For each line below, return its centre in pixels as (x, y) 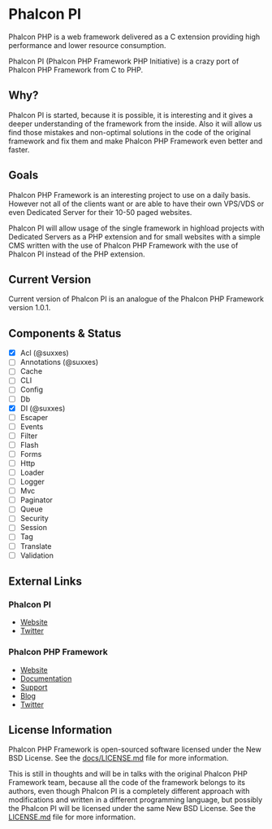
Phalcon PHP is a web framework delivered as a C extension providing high (134, 37)
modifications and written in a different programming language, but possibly (136, 800)
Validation (37, 555)
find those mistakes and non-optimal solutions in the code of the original (130, 132)
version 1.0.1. (30, 308)
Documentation (46, 678)
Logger (32, 482)
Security (34, 519)
